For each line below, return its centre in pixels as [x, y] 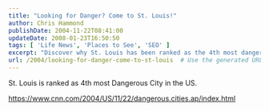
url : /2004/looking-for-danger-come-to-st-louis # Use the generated [128, 61]
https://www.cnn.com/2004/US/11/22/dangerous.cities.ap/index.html [122, 98]
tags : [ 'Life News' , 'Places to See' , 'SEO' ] [89, 46]
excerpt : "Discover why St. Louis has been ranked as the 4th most [123, 53]
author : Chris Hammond [46, 23]
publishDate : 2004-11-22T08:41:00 [66, 30]
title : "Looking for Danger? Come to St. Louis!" [93, 16]
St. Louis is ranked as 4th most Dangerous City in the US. [103, 83]
